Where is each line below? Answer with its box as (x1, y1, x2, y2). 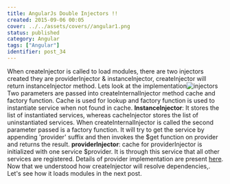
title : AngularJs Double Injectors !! (7, 10, 118, 17)
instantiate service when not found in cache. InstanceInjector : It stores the (7, 104, 220, 112)
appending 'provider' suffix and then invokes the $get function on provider (7, 133, 218, 141)
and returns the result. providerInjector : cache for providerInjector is (7, 140, 203, 148)
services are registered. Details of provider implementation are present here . (7, 154, 224, 163)
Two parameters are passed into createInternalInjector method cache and (7, 89, 216, 97)
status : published (7, 29, 60, 36)
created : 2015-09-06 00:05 (7, 16, 84, 23)
